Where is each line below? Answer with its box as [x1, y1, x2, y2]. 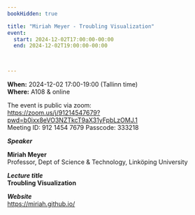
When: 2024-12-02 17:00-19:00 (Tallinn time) [7, 80, 138, 88]
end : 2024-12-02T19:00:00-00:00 [13, 43, 108, 50]
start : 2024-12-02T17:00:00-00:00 [13, 36, 114, 43]
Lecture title [7, 172, 43, 179]
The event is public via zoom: [7, 101, 92, 109]
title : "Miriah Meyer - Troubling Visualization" [7, 22, 155, 30]
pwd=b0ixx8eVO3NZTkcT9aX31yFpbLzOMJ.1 [7, 116, 138, 124]
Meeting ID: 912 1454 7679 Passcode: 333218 [7, 124, 139, 131]
